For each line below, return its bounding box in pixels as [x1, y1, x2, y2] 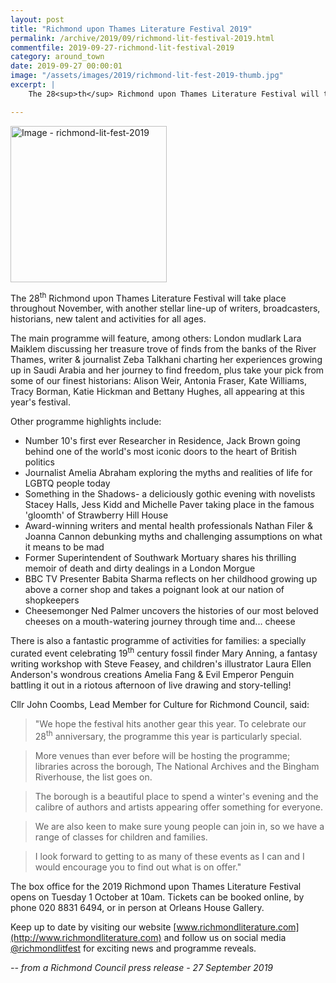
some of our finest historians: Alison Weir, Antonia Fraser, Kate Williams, [10, 375, 307, 387]
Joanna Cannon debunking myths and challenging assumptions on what [24, 531, 323, 543]
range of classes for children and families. [34, 831, 208, 843]
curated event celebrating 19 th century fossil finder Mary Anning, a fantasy [10, 646, 318, 659]
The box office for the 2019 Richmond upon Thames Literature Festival [10, 880, 302, 892]
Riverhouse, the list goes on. [34, 771, 153, 783]
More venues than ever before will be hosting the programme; [34, 749, 291, 761]
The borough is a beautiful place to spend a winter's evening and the [34, 790, 319, 802]
